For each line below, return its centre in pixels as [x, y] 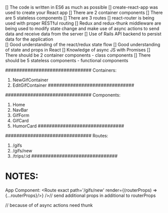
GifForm [21, 115]
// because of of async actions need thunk [49, 205]
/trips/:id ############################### [65, 156]
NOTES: [22, 176]
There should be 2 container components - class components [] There [78, 55]
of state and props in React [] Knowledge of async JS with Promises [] [78, 50]
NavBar [20, 110]
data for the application [29, 39]
